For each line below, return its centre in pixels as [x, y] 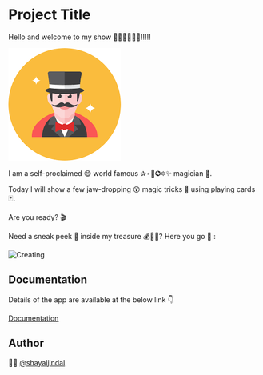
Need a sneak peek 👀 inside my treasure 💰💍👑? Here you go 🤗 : [112, 236]
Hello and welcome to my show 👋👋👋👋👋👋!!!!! [80, 37]
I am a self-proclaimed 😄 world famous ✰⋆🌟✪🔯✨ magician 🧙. [110, 173]
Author [26, 343]
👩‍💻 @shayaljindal [37, 362]
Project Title [50, 15]
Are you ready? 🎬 [37, 217]
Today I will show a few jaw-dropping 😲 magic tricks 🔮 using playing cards [132, 189]
